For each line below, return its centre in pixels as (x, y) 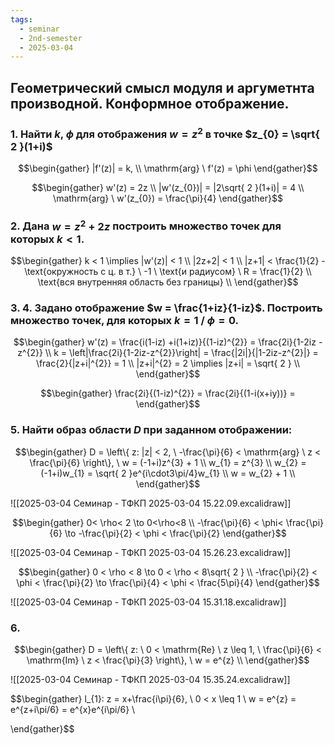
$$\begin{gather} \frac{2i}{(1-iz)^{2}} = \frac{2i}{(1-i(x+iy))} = (168, 393)
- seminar (39, 29)
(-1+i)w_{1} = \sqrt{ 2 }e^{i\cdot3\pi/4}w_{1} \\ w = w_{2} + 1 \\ (168, 473)
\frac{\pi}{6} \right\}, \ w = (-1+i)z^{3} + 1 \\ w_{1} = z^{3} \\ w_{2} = (168, 462)
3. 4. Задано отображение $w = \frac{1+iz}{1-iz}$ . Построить (166, 308)
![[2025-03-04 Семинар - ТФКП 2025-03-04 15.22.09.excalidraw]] (151, 503)
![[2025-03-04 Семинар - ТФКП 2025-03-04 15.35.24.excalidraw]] (150, 680)
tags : (21, 19)
